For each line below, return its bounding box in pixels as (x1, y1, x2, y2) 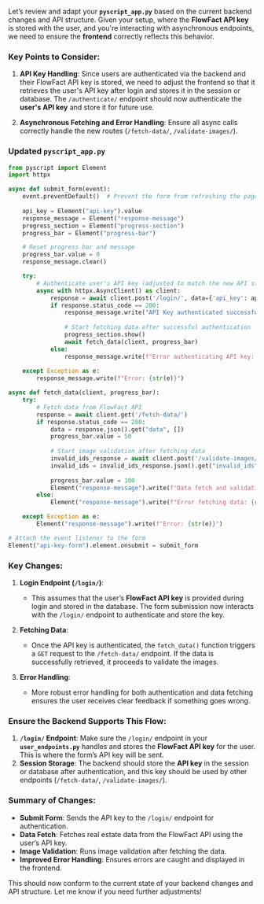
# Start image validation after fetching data (49, 448, 206, 456)
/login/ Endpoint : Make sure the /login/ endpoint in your (19, 733, 208, 743)
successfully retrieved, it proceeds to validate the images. (31, 657, 219, 667)
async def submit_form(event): (8, 185, 111, 194)
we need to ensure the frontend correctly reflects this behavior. (8, 31, 214, 41)
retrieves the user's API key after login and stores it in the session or (19, 86, 241, 95)
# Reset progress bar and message (22, 243, 135, 251)
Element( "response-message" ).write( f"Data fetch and (49, 484, 226, 492)
